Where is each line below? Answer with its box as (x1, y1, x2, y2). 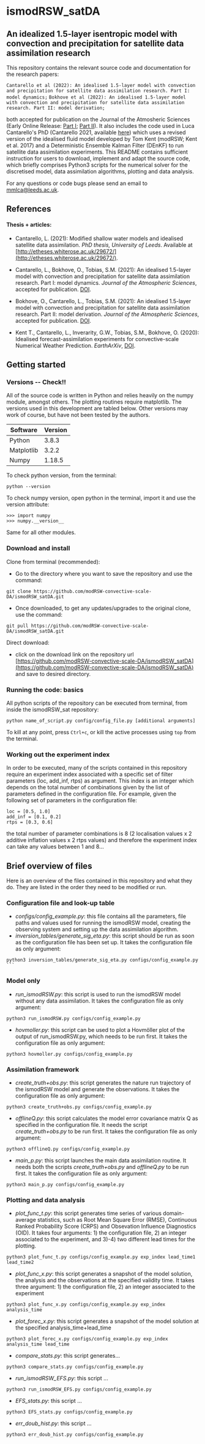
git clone (6, 588, 32, 595)
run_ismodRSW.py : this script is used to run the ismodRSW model (15, 990, 181, 998)
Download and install (6, 544, 70, 552)
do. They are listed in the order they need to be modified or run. (6, 883, 167, 890)
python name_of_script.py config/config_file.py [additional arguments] (6, 718, 196, 724)
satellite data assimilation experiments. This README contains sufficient (6, 148, 188, 156)
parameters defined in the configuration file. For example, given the (6, 790, 177, 797)
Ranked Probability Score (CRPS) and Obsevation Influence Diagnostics (15, 1223, 196, 1230)
